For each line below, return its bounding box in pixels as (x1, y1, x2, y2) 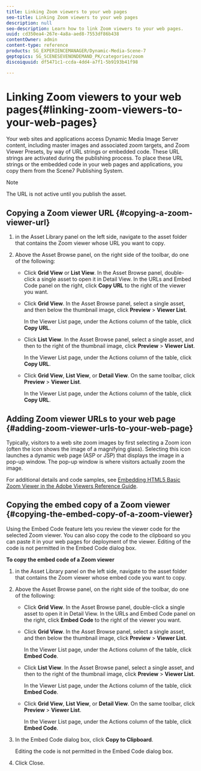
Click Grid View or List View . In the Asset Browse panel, (23, 269, 164, 277)
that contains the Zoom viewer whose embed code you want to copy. (14, 574, 187, 581)
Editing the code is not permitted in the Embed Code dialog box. (14, 748, 173, 755)
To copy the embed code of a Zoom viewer (6, 556, 115, 563)
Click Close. (14, 759, 45, 766)
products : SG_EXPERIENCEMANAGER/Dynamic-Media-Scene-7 (6, 48, 146, 54)
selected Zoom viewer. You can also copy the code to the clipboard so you (6, 532, 191, 539)
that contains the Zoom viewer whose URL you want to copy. (14, 239, 166, 247)
